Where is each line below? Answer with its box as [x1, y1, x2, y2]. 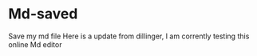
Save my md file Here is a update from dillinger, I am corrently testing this [8, 31, 250, 41]
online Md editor [8, 39, 62, 49]
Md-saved [8, 5, 78, 23]
